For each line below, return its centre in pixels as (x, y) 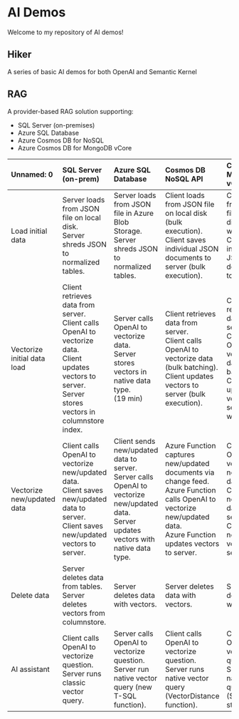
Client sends (134, 441)
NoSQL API (184, 179)
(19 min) (128, 398)
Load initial (29, 231)
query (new (133, 687)
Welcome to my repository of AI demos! (65, 32)
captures (180, 455)
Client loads (185, 195)
